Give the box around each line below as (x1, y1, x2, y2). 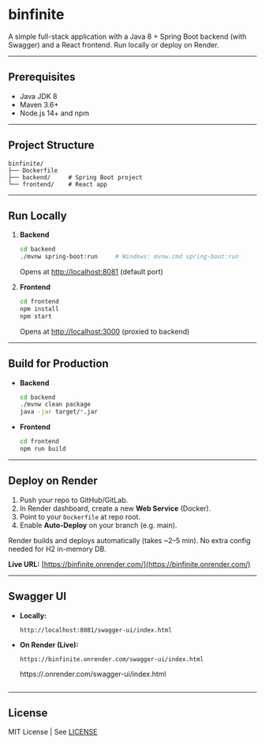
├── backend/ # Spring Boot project (8, 173, 144, 181)
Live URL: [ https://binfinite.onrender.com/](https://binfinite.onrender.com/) (8, 559, 251, 568)
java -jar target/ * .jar (19, 408, 99, 416)
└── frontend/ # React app (8, 180, 108, 188)
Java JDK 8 (19, 91, 58, 100)
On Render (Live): (19, 640, 79, 649)
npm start (19, 312, 53, 320)
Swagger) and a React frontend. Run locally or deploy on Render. (8, 40, 219, 49)
